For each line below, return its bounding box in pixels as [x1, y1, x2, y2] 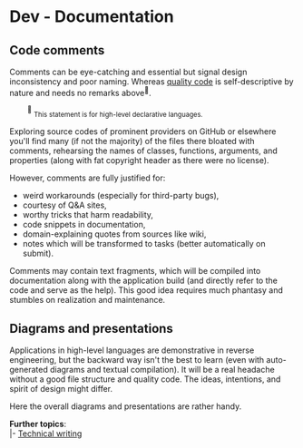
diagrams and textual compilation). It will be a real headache [49, 364, 275, 375]
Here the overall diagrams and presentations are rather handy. [9, 401, 242, 412]
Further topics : [9, 418, 66, 429]
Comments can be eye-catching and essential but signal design [9, 66, 248, 77]
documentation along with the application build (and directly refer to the [9, 275, 279, 287]
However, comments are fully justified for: [9, 172, 166, 183]
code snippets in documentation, [22, 219, 146, 230]
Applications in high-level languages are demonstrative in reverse [9, 345, 255, 355]
